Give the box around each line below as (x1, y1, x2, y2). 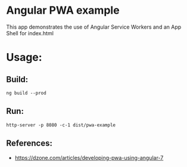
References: (6, 138, 52, 149)
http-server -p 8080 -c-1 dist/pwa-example (6, 122, 116, 128)
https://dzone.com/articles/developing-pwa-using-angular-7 (14, 154, 164, 161)
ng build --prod (6, 90, 46, 96)
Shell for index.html (6, 29, 54, 36)
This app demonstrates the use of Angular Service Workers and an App (6, 23, 182, 30)
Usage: (6, 51, 43, 64)
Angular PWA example (6, 4, 120, 17)
